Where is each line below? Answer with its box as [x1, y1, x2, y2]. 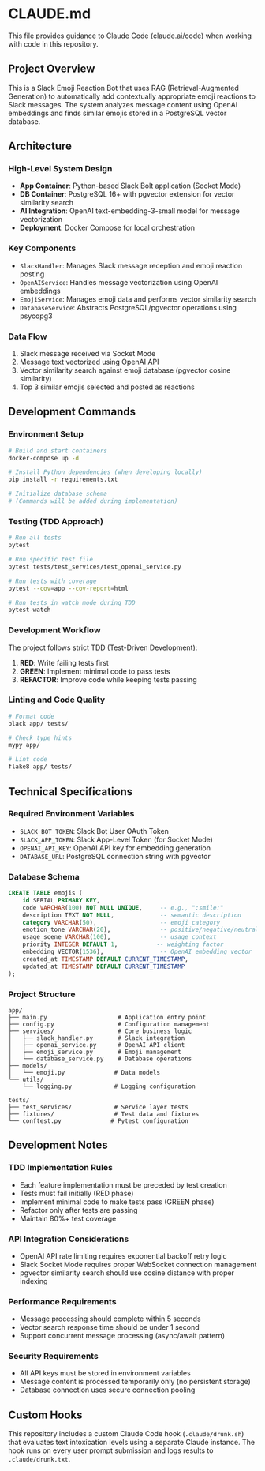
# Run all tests [8, 534, 62, 542]
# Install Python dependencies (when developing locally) [8, 468, 203, 476]
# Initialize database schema [8, 490, 108, 498]
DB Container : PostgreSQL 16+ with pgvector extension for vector [19, 190, 235, 199]
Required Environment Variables [8, 809, 135, 820]
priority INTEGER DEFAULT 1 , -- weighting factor [22, 940, 224, 948]
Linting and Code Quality [8, 694, 106, 705]
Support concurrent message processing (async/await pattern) [19, 1331, 226, 1341]
